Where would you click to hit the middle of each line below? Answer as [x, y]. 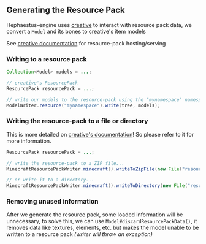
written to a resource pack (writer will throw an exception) [80, 234]
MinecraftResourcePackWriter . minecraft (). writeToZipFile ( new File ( [94, 169]
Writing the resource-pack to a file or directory [77, 121]
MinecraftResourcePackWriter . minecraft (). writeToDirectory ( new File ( [97, 186]
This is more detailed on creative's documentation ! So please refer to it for [100, 134]
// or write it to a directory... [51, 180]
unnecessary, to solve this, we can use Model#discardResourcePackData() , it [102, 221]
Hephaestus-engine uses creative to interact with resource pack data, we [99, 25]
